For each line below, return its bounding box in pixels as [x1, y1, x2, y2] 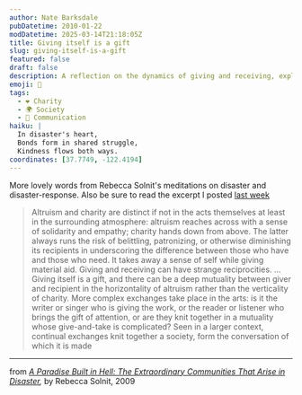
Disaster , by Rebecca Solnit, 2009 [9, 375, 136, 386]
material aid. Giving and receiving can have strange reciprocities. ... [31, 264, 281, 275]
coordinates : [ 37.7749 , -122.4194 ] [9, 154, 143, 164]
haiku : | [9, 122, 42, 131]
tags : [9, 88, 30, 97]
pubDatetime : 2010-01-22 [9, 22, 102, 31]
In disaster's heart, [17, 130, 99, 139]
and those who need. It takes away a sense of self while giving [31, 254, 264, 265]
